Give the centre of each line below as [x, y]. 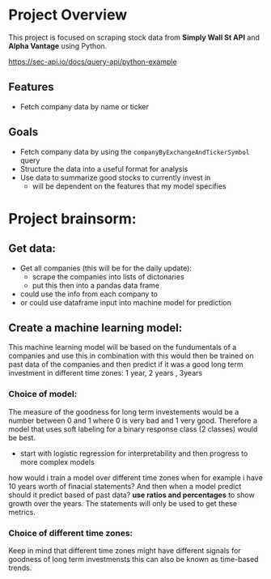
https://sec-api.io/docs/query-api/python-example [93, 62]
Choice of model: [43, 394]
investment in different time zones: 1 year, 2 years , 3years [106, 373]
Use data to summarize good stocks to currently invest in [115, 177]
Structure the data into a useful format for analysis [104, 168]
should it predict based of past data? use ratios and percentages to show [131, 495]
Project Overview [68, 15]
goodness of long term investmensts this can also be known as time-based [133, 559]
